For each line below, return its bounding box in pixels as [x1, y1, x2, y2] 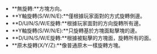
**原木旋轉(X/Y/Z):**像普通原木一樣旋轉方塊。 [11, 42, 124, 49]
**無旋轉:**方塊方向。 [11, 5, 65, 12]
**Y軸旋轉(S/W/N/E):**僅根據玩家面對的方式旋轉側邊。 [11, 12, 145, 19]
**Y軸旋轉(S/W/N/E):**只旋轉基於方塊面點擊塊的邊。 [11, 27, 141, 34]
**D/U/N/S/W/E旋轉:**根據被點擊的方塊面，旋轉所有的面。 [11, 35, 155, 41]
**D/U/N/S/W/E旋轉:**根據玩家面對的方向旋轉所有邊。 [11, 20, 145, 26]
